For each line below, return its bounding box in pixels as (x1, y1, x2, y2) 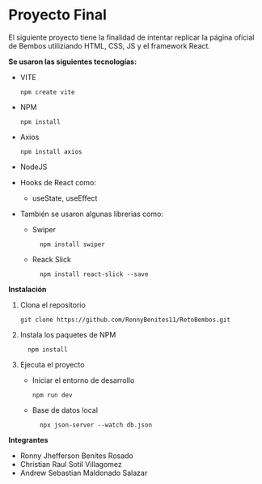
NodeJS (19, 162, 48, 172)
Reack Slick (32, 254, 71, 264)
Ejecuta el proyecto (19, 359, 85, 369)
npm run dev (32, 391, 73, 399)
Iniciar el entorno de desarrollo (32, 375, 135, 385)
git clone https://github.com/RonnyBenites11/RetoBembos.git (19, 316, 231, 324)
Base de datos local (32, 405, 99, 414)
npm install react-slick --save (39, 270, 149, 278)
